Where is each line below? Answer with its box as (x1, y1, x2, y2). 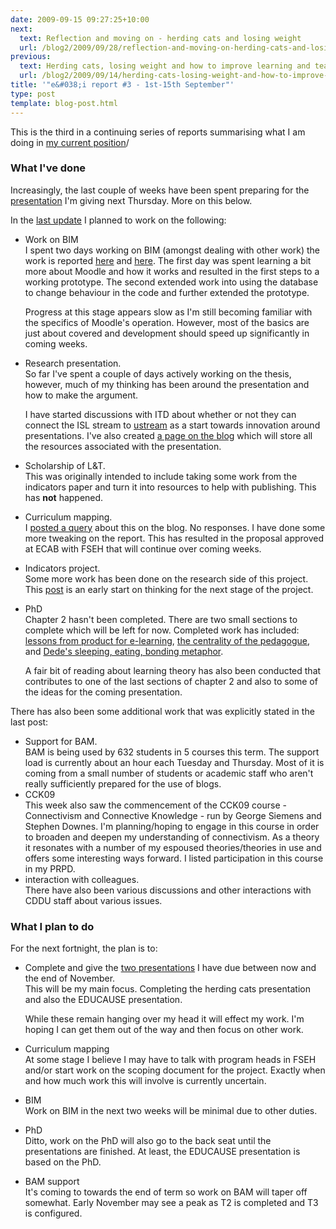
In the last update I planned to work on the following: (10, 214, 227, 226)
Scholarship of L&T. (24, 459, 106, 471)
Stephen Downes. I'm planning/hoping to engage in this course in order (24, 820, 320, 832)
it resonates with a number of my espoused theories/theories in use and (24, 841, 322, 853)
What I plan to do (10, 919, 95, 933)
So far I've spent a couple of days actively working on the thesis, (24, 367, 292, 380)
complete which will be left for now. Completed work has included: (24, 624, 300, 636)
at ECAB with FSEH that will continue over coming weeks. (24, 542, 262, 555)
